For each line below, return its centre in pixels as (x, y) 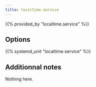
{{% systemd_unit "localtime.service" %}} (48, 51)
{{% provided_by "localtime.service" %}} (47, 24)
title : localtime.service (32, 10)
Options (18, 40)
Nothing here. (19, 79)
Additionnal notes (33, 67)
